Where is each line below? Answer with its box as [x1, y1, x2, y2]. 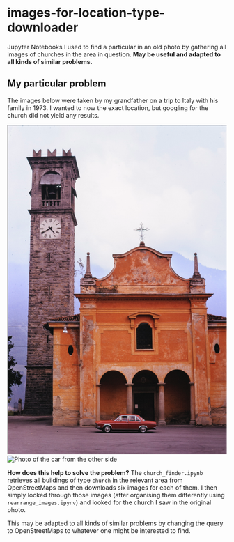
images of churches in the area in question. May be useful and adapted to [7, 50, 221, 59]
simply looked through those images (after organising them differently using [7, 490, 225, 499]
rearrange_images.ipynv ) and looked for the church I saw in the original [7, 498, 212, 506]
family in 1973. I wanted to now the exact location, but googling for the [7, 103, 209, 112]
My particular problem [7, 78, 107, 90]
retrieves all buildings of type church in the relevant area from [7, 476, 183, 484]
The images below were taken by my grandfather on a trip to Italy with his [7, 96, 219, 104]
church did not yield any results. [7, 111, 100, 119]
